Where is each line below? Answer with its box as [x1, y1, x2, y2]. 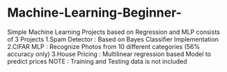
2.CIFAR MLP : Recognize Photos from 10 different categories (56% [7, 42, 201, 51]
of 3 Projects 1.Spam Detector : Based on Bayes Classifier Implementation [7, 35, 219, 43]
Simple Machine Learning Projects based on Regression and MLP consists [7, 28, 221, 36]
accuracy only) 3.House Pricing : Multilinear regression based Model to [7, 50, 211, 58]
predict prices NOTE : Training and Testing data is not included [7, 57, 187, 65]
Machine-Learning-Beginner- [7, 5, 182, 21]
